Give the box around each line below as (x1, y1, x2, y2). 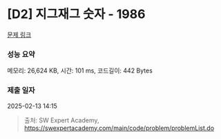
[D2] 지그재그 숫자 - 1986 (7, 6, 146, 22)
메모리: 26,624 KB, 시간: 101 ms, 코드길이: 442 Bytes (7, 66, 153, 75)
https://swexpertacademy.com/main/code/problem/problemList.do (23, 124, 215, 132)
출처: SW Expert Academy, (23, 115, 99, 124)
